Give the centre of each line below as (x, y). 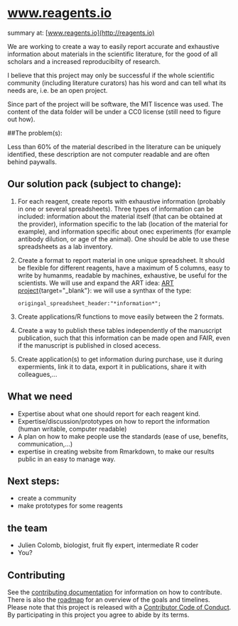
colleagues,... (37, 374)
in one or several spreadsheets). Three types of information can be (116, 209)
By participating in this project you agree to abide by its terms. (98, 615)
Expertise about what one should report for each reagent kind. (109, 414)
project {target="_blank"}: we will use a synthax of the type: (104, 290)
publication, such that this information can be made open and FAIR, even (124, 338)
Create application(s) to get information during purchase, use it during (120, 359)
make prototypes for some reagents (70, 506)
